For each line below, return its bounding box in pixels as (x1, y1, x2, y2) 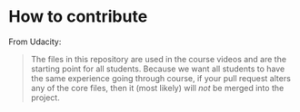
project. (30, 92, 60, 103)
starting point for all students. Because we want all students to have (30, 63, 285, 74)
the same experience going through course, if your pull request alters (30, 72, 292, 83)
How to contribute (8, 6, 148, 27)
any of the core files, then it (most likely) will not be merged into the (30, 82, 285, 93)
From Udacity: (8, 36, 62, 47)
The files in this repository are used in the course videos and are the (30, 53, 287, 64)
